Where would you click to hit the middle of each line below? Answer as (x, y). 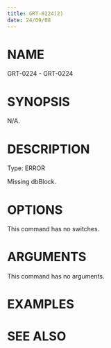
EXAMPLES (41, 305)
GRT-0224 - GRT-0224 (40, 74)
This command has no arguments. (56, 276)
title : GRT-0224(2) (35, 14)
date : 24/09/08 (29, 20)
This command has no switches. (53, 229)
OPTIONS (35, 210)
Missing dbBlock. (32, 182)
